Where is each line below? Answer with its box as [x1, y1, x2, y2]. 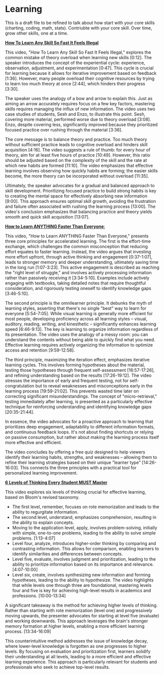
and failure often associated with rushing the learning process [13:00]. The [5, 203, 156, 209]
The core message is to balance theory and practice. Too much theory [5, 136, 147, 142]
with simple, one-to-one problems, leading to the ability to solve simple [12, 530, 156, 536]
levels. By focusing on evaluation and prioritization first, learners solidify [5, 648, 151, 654]
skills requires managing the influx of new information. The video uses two [5, 106, 156, 112]
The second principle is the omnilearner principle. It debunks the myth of [5, 300, 152, 306]
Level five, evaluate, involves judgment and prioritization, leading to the [12, 556, 156, 562]
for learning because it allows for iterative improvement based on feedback [5, 70, 157, 76]
